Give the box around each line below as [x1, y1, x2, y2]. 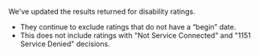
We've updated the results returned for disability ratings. [8, 7, 195, 16]
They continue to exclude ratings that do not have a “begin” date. [19, 22, 236, 31]
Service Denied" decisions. [19, 39, 110, 49]
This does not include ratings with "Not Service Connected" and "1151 [19, 31, 251, 40]
